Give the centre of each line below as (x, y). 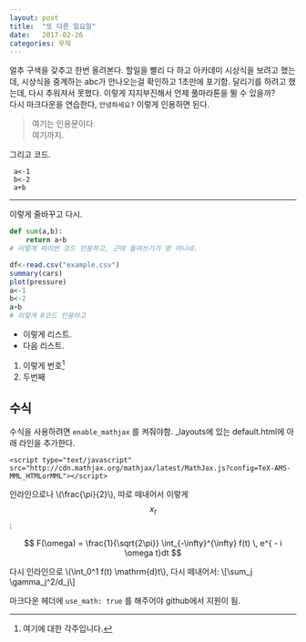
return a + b (46, 240)
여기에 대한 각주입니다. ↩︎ (67, 628)
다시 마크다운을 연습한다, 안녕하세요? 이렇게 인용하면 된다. (110, 105)
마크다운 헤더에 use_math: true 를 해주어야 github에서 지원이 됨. (125, 601)
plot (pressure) (38, 282)
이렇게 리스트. (47, 334)
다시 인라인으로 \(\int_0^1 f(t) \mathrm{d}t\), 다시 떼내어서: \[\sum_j (131, 572)
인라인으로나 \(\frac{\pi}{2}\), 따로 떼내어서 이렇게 (99, 494)
